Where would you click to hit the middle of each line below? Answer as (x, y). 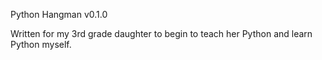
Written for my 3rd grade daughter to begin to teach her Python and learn (161, 33)
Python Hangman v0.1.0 (59, 14)
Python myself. (41, 44)
